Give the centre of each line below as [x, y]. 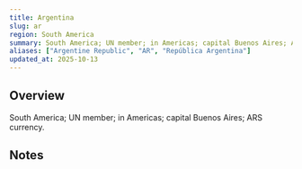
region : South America [52, 34]
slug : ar [26, 26]
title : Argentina [42, 18]
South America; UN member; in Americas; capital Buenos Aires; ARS [136, 117]
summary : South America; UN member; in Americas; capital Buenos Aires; [148, 43]
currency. [27, 127]
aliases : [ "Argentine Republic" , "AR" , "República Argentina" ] [130, 51]
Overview [37, 96]
